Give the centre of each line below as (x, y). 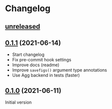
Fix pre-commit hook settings (42, 60)
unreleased (23, 27)
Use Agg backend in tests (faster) (46, 75)
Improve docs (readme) (36, 65)
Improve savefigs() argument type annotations (59, 70)
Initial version (19, 102)
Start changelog (28, 54)
